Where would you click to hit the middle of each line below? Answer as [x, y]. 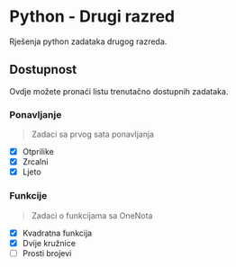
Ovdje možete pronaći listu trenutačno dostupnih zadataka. [119, 91]
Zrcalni [35, 162]
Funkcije [28, 196]
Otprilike [38, 152]
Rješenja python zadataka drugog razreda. [88, 41]
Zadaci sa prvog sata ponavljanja [93, 134]
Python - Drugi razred [92, 17]
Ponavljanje [36, 114]
